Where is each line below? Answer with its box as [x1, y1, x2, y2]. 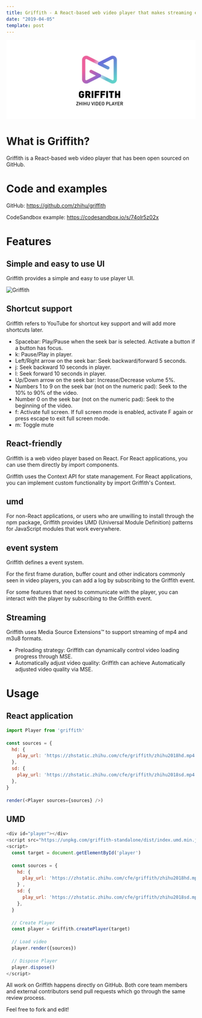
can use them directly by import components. [6, 461, 119, 468]
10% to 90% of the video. [14, 389, 78, 396]
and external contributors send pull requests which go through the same [6, 988, 185, 995]
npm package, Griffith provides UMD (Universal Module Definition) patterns [6, 519, 194, 526]
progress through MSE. [14, 653, 73, 660]
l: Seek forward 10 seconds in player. [14, 369, 106, 377]
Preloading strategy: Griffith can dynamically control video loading [14, 646, 179, 653]
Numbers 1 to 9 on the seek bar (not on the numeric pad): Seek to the [14, 383, 188, 390]
